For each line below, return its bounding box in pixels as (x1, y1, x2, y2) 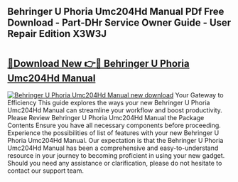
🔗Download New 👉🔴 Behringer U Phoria (7, 57, 190, 70)
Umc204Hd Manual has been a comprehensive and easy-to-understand (7, 144, 219, 152)
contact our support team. (7, 166, 84, 175)
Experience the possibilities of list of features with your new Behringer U (7, 129, 220, 137)
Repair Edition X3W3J (7, 28, 107, 40)
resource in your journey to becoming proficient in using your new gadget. (7, 151, 225, 159)
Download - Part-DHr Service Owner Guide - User (7, 17, 232, 29)
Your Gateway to (175, 91, 224, 99)
